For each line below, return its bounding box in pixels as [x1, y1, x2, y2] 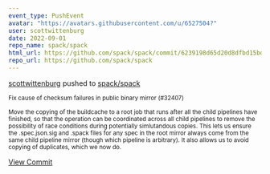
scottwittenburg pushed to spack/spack [8, 78, 141, 88]
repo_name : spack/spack [8, 42, 88, 50]
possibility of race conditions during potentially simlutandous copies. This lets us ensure [8, 122, 252, 130]
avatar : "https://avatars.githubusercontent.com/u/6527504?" [8, 19, 218, 27]
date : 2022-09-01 [8, 34, 67, 42]
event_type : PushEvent [8, 11, 84, 20]
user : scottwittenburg [8, 26, 84, 34]
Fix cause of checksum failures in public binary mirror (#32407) [8, 94, 185, 102]
